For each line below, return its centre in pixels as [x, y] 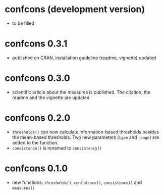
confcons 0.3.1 [36, 44]
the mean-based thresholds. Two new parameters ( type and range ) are [86, 137]
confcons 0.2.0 [38, 118]
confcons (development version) [75, 9]
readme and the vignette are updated [51, 97]
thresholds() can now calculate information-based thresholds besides [86, 132]
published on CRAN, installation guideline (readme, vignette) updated [84, 58]
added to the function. [35, 142]
